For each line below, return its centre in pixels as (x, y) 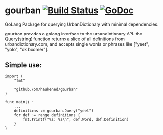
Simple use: (24, 65)
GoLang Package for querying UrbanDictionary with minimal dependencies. (82, 24)
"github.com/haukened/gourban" (46, 89)
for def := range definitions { (47, 115)
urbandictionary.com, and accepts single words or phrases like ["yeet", (77, 44)
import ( (14, 76)
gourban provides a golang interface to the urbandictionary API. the (74, 34)
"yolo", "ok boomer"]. (27, 49)
